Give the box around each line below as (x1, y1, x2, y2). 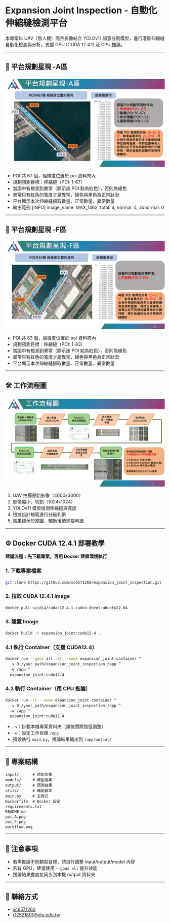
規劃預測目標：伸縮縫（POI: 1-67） (12, 179, 85, 185)
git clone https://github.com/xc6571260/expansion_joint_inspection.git (5, 580, 162, 585)
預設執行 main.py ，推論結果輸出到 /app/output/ (12, 736, 112, 742)
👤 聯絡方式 (5, 893, 38, 901)
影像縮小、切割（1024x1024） (12, 499, 76, 505)
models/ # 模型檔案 (5, 778, 52, 783)
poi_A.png (5, 814, 26, 819)
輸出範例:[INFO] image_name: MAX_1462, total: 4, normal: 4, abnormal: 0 (12, 204, 164, 210)
